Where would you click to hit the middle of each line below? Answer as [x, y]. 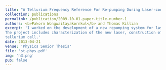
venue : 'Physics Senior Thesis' [38, 46]
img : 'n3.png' [20, 55]
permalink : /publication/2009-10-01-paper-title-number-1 [66, 19]
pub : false [16, 60]
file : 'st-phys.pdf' [26, 51]
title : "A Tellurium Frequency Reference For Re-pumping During [73, 10]
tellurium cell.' [23, 37]
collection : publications [32, 14]
